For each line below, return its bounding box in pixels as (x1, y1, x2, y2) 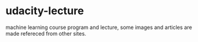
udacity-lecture (5, 4, 84, 18)
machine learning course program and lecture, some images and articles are (5, 24, 192, 31)
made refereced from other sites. (5, 30, 87, 37)
